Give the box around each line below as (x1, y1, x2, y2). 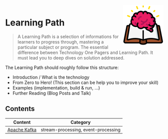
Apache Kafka (7, 126, 37, 132)
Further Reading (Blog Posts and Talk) (12, 90, 91, 96)
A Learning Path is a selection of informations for (17, 33, 119, 39)
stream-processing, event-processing (41, 126, 121, 132)
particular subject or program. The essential (17, 44, 109, 50)
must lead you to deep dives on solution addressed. (17, 54, 125, 60)
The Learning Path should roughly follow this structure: (5, 64, 119, 70)
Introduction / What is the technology (12, 74, 90, 80)
